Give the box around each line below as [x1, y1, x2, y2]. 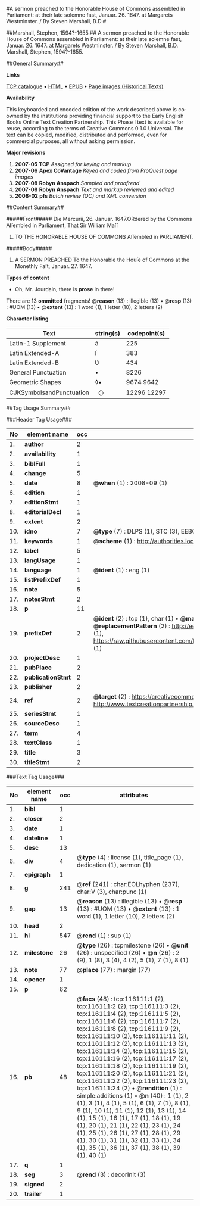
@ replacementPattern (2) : [93, 622, 171, 630]
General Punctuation [9, 369, 67, 376]
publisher [24, 683, 52, 691]
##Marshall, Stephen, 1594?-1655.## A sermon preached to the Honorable [6, 29, 189, 36]
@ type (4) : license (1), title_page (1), [76, 853, 183, 861]
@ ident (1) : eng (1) [93, 566, 150, 574]
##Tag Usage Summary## [6, 404, 71, 412]
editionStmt [24, 498, 58, 506]
